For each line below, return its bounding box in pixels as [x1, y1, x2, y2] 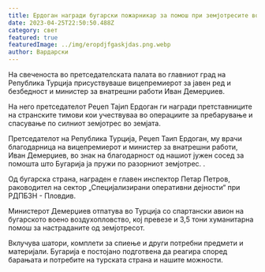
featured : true [8, 33, 58, 42]
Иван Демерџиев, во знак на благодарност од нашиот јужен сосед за [8, 151, 244, 160]
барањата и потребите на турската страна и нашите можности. [8, 255, 223, 264]
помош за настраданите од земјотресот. [8, 223, 145, 233]
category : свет [8, 26, 58, 34]
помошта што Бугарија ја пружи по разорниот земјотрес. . [8, 159, 206, 168]
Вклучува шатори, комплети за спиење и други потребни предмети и [8, 238, 244, 248]
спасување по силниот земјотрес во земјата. [8, 119, 162, 128]
